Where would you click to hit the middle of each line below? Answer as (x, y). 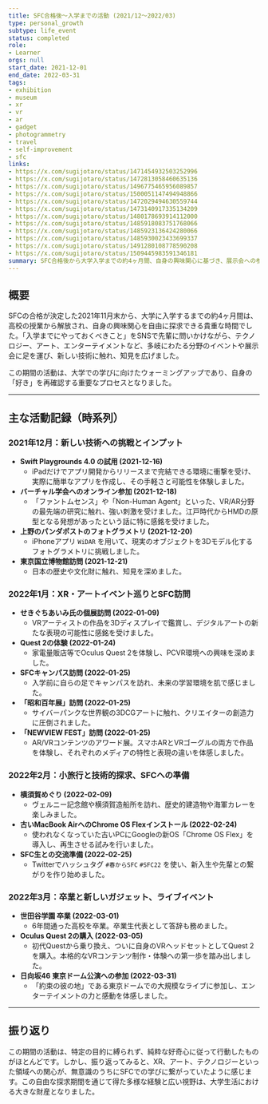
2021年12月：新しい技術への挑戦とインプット (96, 443)
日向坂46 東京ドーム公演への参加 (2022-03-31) (98, 975)
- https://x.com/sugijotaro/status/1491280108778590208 (103, 246)
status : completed (39, 38)
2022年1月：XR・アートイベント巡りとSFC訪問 (100, 594)
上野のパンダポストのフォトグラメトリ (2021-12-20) (106, 531)
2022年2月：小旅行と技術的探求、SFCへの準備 (99, 776)
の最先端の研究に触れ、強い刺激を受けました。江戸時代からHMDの (141, 511)
